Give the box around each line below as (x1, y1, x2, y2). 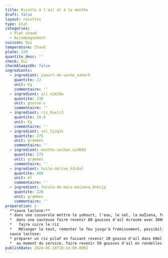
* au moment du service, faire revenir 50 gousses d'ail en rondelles (9, 240, 162, 246)
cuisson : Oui (5, 40, 32, 45)
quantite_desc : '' (5, 54, 43, 59)
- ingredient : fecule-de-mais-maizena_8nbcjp (9, 185, 106, 190)
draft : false (5, 12, 32, 17)
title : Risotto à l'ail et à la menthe (5, 7, 88, 13)
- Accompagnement (9, 36, 46, 41)
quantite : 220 (14, 189, 43, 194)
